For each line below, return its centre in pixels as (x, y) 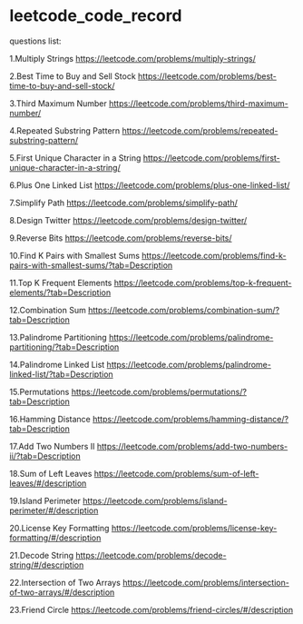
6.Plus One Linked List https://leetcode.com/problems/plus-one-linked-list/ (150, 185)
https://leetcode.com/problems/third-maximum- (198, 103)
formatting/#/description (55, 538)
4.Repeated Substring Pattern (65, 130)
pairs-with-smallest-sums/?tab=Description (91, 265)
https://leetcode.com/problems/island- (155, 500)
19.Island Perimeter (45, 500)
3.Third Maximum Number (58, 103)
